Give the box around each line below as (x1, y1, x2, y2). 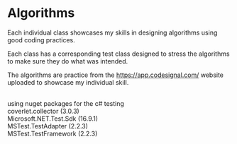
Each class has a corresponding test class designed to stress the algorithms (7, 49, 230, 58)
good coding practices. (7, 35, 76, 44)
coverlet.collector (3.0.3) (7, 107, 79, 115)
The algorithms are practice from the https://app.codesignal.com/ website (7, 71, 224, 79)
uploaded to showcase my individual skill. (7, 78, 129, 86)
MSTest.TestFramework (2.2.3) (7, 129, 98, 138)
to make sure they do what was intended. (7, 56, 128, 65)
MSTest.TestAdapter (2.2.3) (7, 121, 89, 130)
